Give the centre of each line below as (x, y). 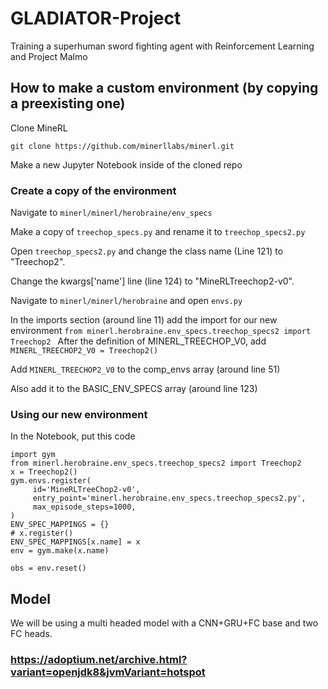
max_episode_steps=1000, (84, 507)
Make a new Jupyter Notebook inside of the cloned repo (126, 164)
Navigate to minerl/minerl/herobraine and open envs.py (126, 301)
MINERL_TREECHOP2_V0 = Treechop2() (84, 351)
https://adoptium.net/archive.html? (99, 660)
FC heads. (31, 634)
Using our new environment (79, 414)
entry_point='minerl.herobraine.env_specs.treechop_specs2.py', (169, 498)
